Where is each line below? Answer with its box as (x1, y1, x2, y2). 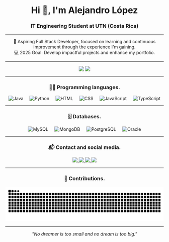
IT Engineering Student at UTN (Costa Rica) (30, 23, 139, 30)
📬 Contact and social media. (48, 144, 121, 150)
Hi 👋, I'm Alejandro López (31, 5, 138, 16)
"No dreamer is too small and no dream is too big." (32, 231, 137, 237)
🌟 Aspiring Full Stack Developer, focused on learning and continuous (13, 39, 156, 45)
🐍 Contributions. (64, 175, 105, 182)
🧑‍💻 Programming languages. (48, 84, 121, 91)
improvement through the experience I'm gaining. (33, 44, 136, 50)
